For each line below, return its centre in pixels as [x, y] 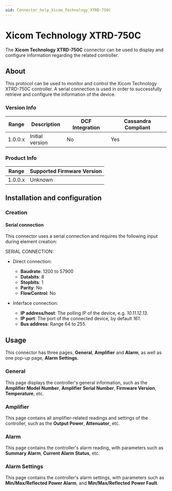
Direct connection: [32, 262]
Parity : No [31, 288]
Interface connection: [35, 303]
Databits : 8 [32, 277]
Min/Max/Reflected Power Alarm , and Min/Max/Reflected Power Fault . [82, 483]
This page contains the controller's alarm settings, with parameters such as [85, 478]
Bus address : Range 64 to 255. [53, 324]
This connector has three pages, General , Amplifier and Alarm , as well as [84, 352]
